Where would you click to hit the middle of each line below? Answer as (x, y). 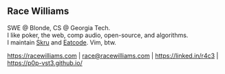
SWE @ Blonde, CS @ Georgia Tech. (59, 27)
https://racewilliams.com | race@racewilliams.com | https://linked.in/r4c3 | (113, 56)
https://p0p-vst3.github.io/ (45, 63)
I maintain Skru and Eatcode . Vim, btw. (62, 42)
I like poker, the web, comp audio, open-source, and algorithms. (98, 35)
